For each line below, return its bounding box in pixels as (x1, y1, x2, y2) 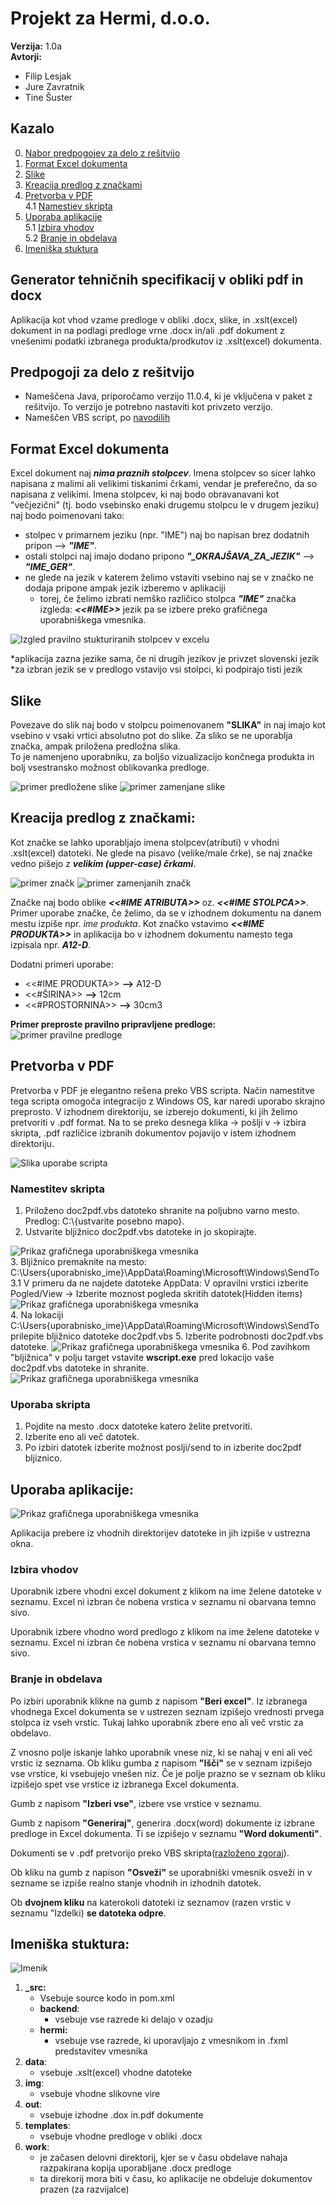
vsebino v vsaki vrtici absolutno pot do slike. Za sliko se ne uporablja (10, 730, 293, 741)
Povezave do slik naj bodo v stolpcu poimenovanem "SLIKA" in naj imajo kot (10, 719, 326, 731)
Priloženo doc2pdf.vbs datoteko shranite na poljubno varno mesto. (24, 1204, 300, 1216)
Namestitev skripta (10, 1182, 105, 1196)
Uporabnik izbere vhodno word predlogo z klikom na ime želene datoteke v (10, 1626, 320, 1638)
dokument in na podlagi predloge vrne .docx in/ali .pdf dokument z (10, 324, 285, 336)
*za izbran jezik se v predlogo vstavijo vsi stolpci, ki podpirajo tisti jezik (10, 663, 303, 676)
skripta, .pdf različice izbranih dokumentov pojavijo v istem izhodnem (10, 1127, 297, 1139)
